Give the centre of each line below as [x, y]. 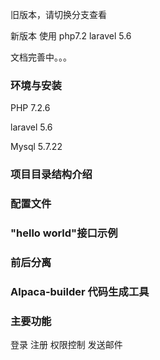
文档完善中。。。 [41, 57]
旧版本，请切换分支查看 [58, 14]
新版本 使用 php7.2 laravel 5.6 [71, 36]
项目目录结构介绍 [51, 175]
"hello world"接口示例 [64, 233]
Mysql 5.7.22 [36, 147]
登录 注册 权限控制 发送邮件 [66, 345]
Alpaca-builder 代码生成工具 [80, 291]
